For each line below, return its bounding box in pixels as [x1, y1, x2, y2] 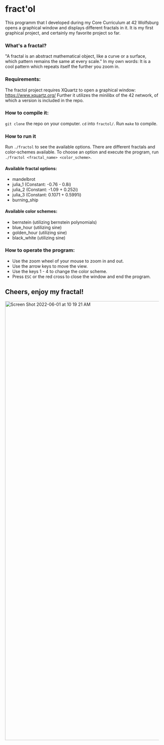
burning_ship [12, 197, 39, 203]
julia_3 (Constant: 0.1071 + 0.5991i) [12, 192, 82, 198]
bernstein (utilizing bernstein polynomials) [12, 219, 97, 225]
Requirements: [5, 76, 41, 83]
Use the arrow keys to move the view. [12, 263, 88, 269]
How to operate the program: [5, 247, 75, 254]
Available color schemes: [5, 208, 58, 214]
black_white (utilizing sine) [12, 234, 66, 240]
